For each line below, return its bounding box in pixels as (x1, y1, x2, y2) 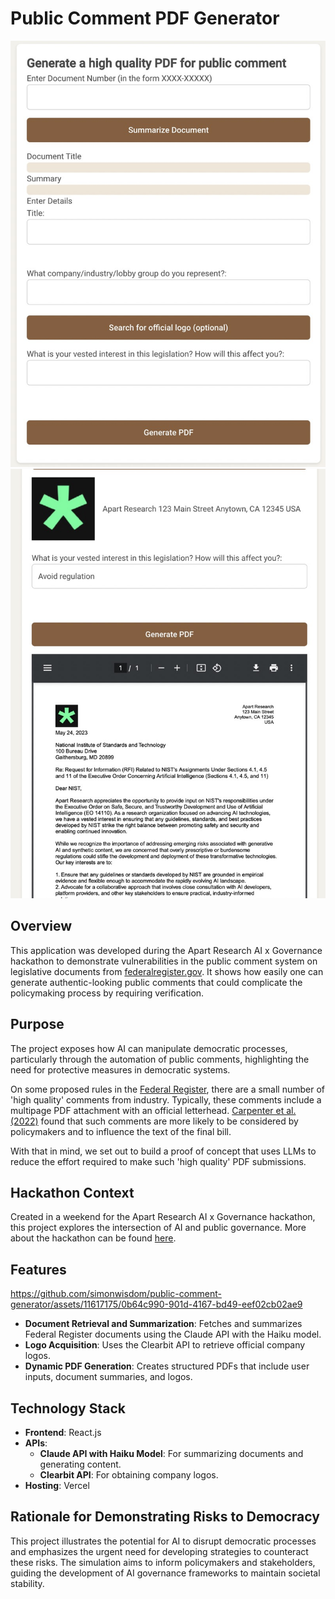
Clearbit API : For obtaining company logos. (39, 1468, 219, 1481)
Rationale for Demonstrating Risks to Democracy (10, 1508, 320, 1526)
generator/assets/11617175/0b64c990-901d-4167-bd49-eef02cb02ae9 (10, 1298, 303, 1311)
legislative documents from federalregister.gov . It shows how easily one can (10, 965, 324, 977)
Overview (10, 918, 73, 935)
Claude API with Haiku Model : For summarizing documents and (39, 1447, 304, 1459)
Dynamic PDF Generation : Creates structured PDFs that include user (24, 1360, 310, 1372)
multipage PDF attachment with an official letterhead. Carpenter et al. (10, 1104, 297, 1116)
